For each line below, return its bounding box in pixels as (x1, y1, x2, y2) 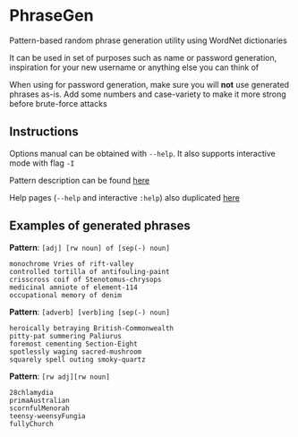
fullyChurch (9, 419, 54, 428)
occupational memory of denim (9, 290, 123, 300)
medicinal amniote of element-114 (9, 283, 139, 292)
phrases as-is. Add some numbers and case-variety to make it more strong (9, 89, 286, 99)
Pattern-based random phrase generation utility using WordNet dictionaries (9, 35, 288, 46)
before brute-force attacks (9, 98, 107, 108)
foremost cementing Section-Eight (9, 339, 139, 348)
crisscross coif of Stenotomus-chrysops (9, 275, 163, 284)
